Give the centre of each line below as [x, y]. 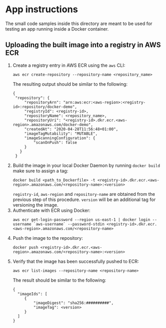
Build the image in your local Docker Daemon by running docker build [86, 165]
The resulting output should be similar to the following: [70, 84]
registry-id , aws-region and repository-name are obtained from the [84, 194]
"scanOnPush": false [55, 142]
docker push [25, 247]
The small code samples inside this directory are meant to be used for [79, 23]
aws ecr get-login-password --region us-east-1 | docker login [81, 220]
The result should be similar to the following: [59, 280]
